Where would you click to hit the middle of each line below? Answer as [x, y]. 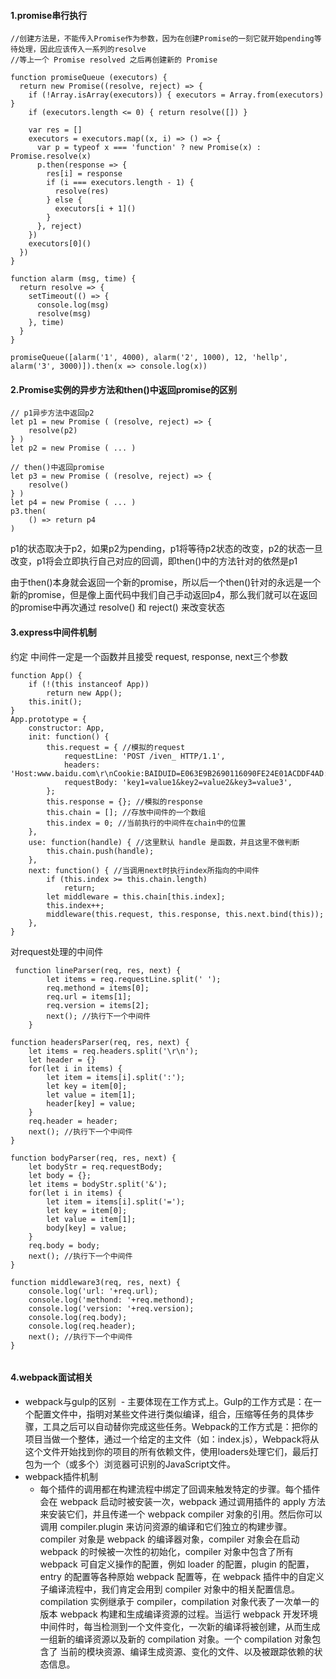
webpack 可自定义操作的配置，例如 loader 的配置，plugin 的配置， [177, 1564]
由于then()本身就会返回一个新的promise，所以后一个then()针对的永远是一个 [166, 582]
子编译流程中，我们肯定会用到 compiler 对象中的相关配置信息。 [169, 1589]
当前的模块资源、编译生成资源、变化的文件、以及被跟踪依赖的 [187, 1651]
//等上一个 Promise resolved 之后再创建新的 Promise [114, 60]
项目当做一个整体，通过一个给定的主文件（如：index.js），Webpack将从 [172, 1439]
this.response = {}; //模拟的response [124, 801]
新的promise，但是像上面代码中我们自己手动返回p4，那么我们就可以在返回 [164, 595]
